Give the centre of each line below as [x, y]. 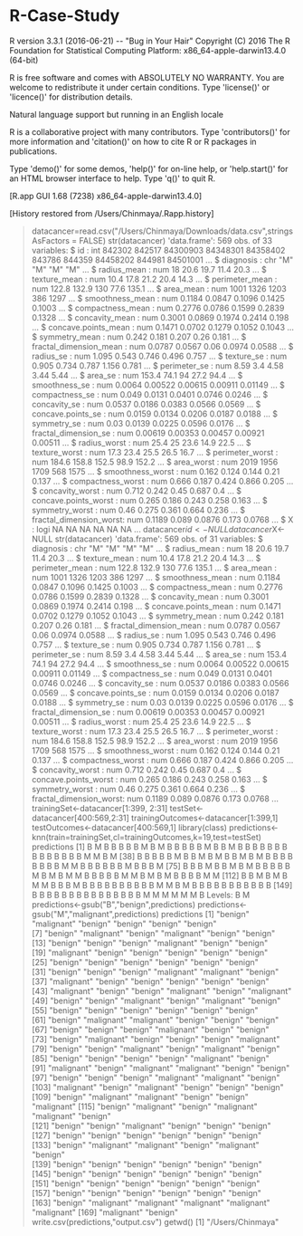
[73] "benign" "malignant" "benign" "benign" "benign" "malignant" [156, 1039]
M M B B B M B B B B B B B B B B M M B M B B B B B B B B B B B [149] [162, 885]
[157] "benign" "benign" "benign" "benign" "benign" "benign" [147, 1193]
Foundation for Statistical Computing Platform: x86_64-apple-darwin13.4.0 [148, 50]
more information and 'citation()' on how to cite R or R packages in [133, 141]
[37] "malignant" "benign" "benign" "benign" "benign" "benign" [150, 981]
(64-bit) [24, 60]
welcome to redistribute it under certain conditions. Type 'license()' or [140, 87]
